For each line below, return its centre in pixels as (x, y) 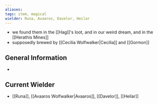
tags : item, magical (26, 14)
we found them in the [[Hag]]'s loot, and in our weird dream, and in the (83, 32)
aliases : (14, 9)
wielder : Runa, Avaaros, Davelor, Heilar (47, 18)
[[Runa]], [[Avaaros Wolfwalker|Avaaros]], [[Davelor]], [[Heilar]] (75, 96)
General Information (36, 58)
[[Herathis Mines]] (30, 37)
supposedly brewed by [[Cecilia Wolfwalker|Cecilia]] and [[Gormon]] (81, 43)
